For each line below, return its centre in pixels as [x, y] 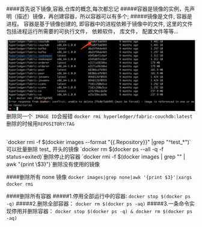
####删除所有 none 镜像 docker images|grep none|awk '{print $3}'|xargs [99, 177]
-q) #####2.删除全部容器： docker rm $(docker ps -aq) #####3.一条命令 [98, 204]
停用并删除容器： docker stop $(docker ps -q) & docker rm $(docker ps [102, 211]
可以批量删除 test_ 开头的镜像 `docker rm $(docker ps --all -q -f [85, 149]
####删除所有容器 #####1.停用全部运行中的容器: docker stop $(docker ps [99, 196]
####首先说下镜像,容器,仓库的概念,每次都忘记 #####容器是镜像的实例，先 [98, 9]
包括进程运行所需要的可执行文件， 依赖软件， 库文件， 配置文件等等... [92, 31]
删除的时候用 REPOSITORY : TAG [41, 124]
